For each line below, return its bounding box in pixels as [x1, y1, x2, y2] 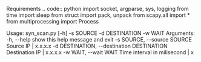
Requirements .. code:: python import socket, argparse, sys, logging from [6, 5, 189, 12]
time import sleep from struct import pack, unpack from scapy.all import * [6, 11, 191, 19]
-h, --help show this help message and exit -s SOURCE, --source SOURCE [6, 36, 193, 43]
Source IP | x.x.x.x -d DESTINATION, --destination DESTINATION [6, 42, 168, 49]
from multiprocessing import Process [6, 18, 99, 25]
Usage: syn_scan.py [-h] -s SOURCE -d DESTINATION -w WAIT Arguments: [6, 29, 195, 37]
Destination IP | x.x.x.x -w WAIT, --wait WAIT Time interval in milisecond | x [6, 49, 194, 56]
